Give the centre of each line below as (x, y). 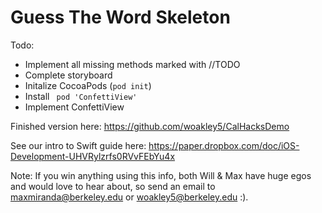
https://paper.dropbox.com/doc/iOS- (224, 145)
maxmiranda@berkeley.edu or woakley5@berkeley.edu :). (129, 197)
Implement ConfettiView (74, 107)
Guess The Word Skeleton (120, 17)
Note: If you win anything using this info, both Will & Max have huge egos (161, 175)
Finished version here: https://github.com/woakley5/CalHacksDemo (150, 126)
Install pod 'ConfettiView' (81, 96)
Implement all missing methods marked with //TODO (132, 64)
